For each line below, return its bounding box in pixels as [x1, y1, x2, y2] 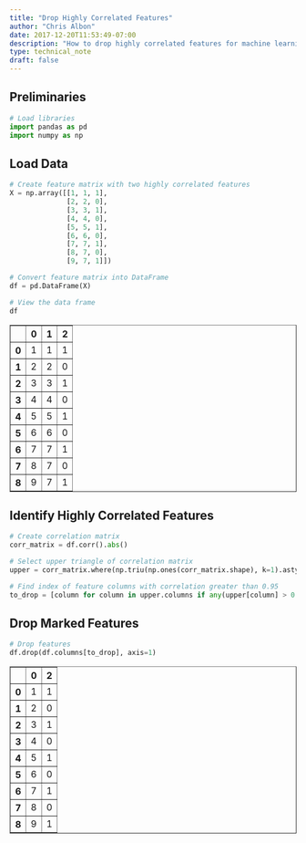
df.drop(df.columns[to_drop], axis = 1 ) [9, 649, 157, 658]
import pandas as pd [9, 122, 88, 131]
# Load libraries [9, 113, 76, 123]
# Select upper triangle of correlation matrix [9, 557, 194, 567]
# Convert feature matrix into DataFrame [9, 273, 169, 282]
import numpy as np [9, 130, 84, 140]
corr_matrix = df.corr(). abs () [9, 540, 128, 550]
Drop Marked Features [9, 615, 139, 630]
